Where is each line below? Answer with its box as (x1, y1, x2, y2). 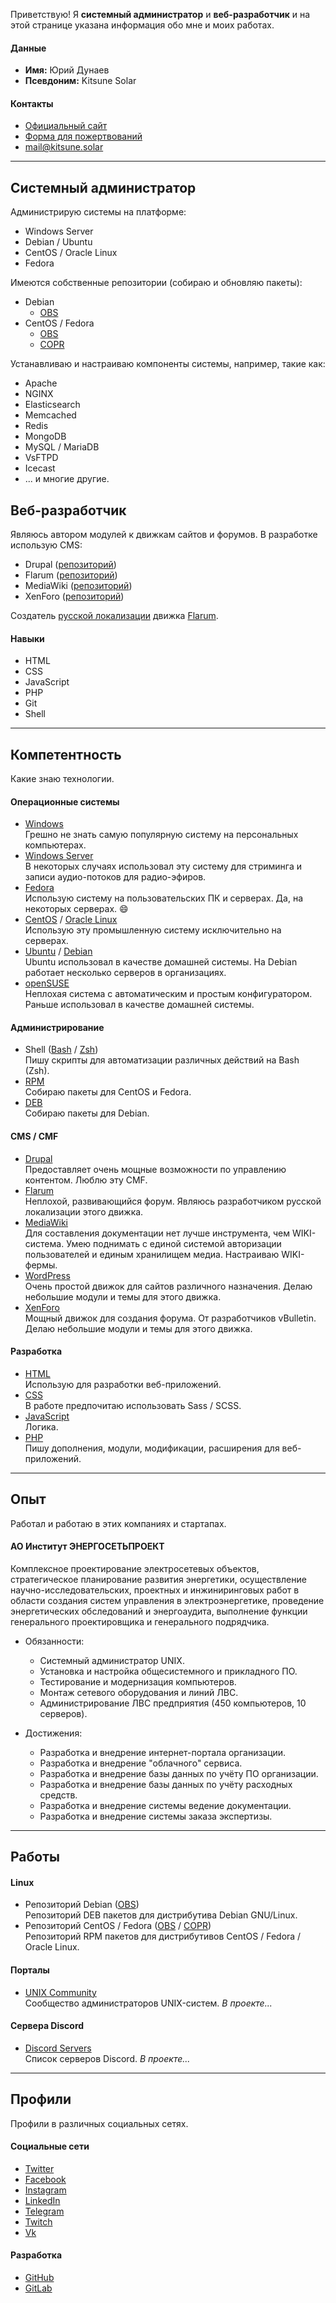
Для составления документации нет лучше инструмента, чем (24, 1227, 291, 1239)
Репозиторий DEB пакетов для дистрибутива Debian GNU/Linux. (24, 1909, 298, 1921)
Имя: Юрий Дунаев (24, 64, 110, 76)
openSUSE (24, 977, 70, 989)
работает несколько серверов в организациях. (24, 967, 227, 979)
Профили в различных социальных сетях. (10, 2117, 189, 2129)
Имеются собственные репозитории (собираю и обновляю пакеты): (10, 277, 303, 289)
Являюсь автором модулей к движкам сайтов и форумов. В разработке (10, 529, 318, 541)
